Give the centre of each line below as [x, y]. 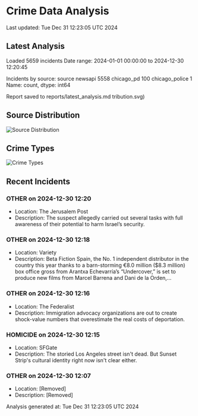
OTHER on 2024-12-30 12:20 [49, 198]
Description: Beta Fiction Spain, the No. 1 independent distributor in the [102, 259]
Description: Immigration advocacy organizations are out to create [96, 313]
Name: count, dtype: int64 [38, 85]
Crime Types [30, 148]
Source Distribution [43, 115]
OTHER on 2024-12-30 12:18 [48, 239]
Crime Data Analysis [58, 11]
